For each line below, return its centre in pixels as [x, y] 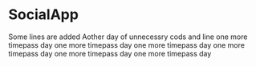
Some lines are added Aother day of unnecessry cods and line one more [128, 37]
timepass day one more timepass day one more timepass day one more [126, 45]
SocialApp [43, 15]
